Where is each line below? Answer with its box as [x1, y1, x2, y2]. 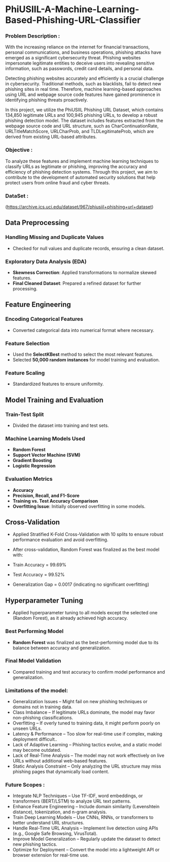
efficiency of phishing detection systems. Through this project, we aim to [5, 169, 158, 175]
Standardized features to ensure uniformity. [12, 381, 104, 387]
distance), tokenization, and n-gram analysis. [12, 809, 108, 815]
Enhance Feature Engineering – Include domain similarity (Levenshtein [12, 804, 160, 810]
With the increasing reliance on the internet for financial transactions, [5, 44, 150, 50]
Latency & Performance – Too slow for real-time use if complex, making [12, 731, 162, 737]
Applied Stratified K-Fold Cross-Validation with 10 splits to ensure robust [12, 532, 163, 538]
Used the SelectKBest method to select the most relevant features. [12, 351, 154, 357]
